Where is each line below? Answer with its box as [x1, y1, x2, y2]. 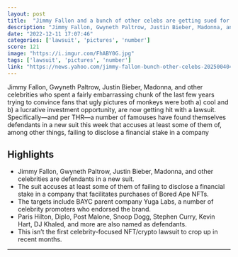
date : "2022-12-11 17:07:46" [7, 30, 93, 38]
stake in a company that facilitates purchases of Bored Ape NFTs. [17, 190, 209, 199]
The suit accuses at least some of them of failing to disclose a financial [17, 182, 225, 191]
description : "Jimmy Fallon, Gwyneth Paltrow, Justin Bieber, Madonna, [7, 23, 223, 31]
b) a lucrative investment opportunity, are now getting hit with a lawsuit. [7, 105, 217, 114]
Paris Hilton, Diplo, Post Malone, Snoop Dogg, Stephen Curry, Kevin [17, 212, 215, 221]
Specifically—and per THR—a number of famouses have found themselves [7, 113, 227, 121]
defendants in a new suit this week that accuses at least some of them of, [7, 120, 222, 128]
